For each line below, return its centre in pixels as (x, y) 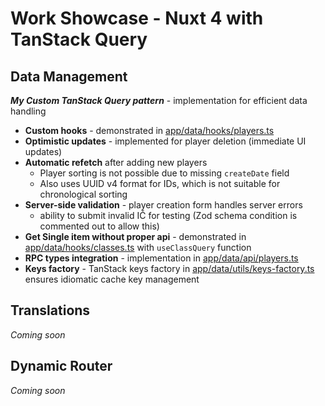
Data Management (69, 76)
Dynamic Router (61, 366)
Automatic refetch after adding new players (116, 162)
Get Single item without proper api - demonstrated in (135, 236)
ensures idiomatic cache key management (112, 279)
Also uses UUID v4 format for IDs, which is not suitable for (160, 183)
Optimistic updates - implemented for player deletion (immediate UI (165, 141)
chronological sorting (83, 194)
